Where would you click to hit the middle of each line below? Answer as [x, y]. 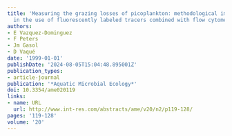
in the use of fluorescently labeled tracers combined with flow [109, 20]
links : [17, 97]
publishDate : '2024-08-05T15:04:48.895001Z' [72, 65]
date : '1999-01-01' [35, 58]
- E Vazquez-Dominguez [40, 33]
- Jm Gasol [23, 45]
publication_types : [35, 71]
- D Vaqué [21, 52]
